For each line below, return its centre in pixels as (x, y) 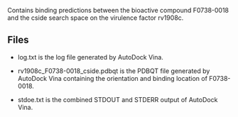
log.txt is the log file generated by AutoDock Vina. (90, 57)
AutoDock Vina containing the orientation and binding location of (113, 78)
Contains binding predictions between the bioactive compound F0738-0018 (118, 10)
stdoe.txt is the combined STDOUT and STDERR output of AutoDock (118, 99)
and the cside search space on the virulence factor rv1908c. (96, 18)
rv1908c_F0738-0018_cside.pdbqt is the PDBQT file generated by (114, 71)
